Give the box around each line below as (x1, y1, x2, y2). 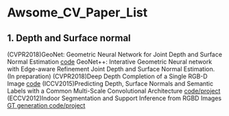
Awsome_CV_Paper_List (7, 5, 148, 21)
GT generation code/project (7, 102, 86, 109)
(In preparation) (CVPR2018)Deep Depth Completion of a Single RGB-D (7, 72, 208, 80)
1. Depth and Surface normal (7, 32, 132, 44)
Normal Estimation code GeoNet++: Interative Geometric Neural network (7, 58, 213, 66)
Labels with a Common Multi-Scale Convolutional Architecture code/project (7, 87, 221, 95)
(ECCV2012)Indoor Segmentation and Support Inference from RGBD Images (7, 94, 221, 102)
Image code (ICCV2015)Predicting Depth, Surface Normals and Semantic (7, 80, 214, 87)
